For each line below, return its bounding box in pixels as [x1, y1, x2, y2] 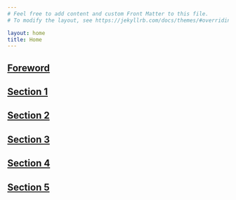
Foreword [7, 62, 51, 74]
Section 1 [7, 86, 48, 98]
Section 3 [7, 133, 51, 145]
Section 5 [7, 181, 50, 193]
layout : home [7, 29, 46, 36]
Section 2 [7, 109, 51, 121]
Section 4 [7, 157, 51, 169]
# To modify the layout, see [7, 17, 93, 24]
